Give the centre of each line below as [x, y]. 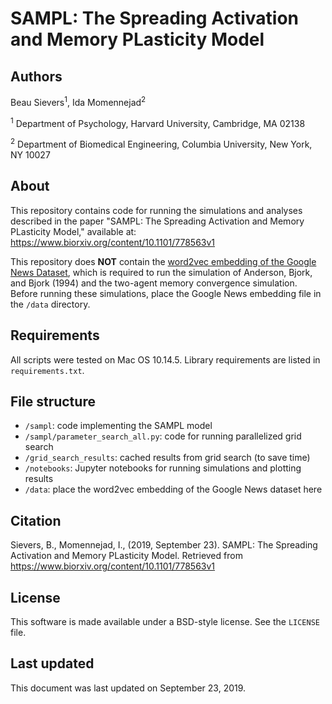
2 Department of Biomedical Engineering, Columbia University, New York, [161, 143]
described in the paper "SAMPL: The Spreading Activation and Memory [157, 221]
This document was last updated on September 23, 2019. [128, 688]
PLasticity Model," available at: [73, 231]
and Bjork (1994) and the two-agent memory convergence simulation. [154, 283]
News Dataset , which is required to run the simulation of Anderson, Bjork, [161, 272]
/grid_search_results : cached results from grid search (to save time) [167, 458]
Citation [36, 520]
